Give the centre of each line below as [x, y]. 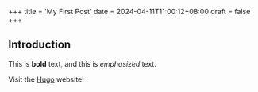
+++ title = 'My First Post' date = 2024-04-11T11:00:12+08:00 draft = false [129, 11]
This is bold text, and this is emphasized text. [82, 63]
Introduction [40, 45]
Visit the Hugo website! [46, 79]
